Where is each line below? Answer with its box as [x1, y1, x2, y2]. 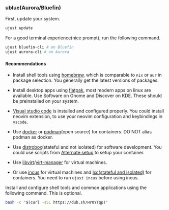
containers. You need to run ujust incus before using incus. [12, 175, 139, 181]
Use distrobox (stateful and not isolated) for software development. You [12, 144, 162, 150]
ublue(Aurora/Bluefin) [5, 4, 61, 11]
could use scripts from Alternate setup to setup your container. [12, 150, 145, 156]
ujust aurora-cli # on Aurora [5, 50, 70, 55]
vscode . [12, 119, 28, 125]
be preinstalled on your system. [12, 98, 79, 104]
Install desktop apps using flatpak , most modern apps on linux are [12, 87, 151, 94]
